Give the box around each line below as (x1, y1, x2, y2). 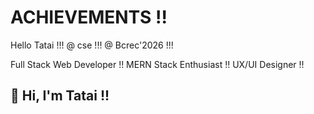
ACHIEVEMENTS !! (10, 6, 168, 29)
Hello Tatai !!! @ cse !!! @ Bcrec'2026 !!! (10, 39, 174, 51)
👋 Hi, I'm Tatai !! (10, 87, 110, 105)
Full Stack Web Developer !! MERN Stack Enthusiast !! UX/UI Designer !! (10, 58, 305, 70)
